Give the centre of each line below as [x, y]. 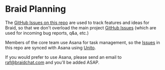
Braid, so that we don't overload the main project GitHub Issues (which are [81, 27]
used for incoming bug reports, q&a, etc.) [47, 33]
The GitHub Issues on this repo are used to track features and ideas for [77, 23]
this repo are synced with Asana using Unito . [50, 47]
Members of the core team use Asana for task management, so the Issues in [82, 42]
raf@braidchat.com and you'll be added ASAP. [52, 62]
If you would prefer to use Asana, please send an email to [64, 57]
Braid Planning [36, 9]
